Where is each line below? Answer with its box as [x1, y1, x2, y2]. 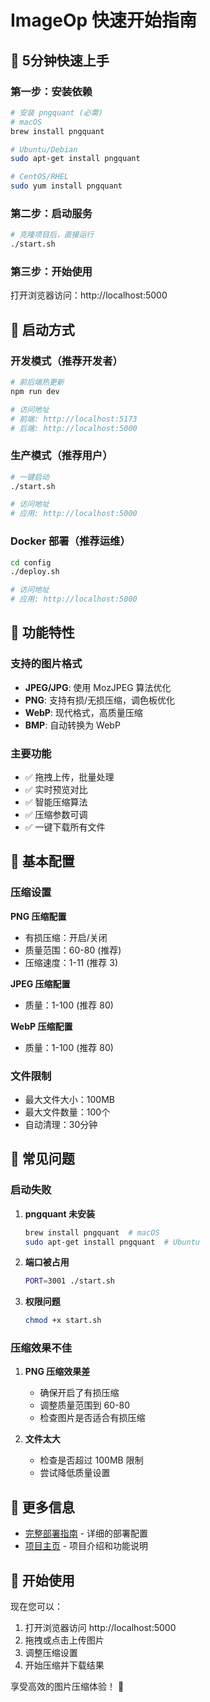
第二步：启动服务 [10, 206, 93, 220]
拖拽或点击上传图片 [24, 1634, 105, 1646]
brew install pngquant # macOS [24, 1227, 160, 1238]
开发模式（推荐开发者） [10, 354, 123, 368]
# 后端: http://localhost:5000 [10, 423, 138, 433]
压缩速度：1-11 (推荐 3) [24, 956, 119, 968]
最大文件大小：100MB [24, 1093, 115, 1105]
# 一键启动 [10, 472, 50, 482]
